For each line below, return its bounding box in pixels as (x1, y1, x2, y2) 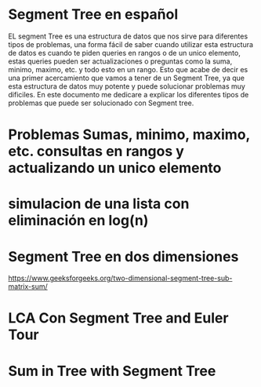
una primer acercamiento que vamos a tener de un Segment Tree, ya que (8, 73, 245, 82)
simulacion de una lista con (8, 195, 190, 213)
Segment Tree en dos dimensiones (8, 247, 239, 265)
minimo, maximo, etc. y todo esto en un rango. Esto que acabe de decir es (8, 64, 248, 74)
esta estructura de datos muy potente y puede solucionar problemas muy (8, 81, 245, 91)
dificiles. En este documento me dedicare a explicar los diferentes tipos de (8, 89, 249, 99)
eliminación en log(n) (8, 212, 149, 229)
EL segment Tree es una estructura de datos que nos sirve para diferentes (8, 31, 248, 41)
